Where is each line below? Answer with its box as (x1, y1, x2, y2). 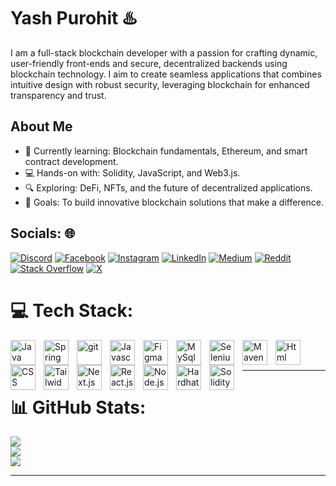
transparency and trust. (10, 89, 107, 101)
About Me (10, 118, 73, 135)
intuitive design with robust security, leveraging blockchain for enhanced (10, 78, 310, 90)
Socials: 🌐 (10, 225, 76, 242)
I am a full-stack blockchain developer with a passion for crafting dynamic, (10, 46, 318, 59)
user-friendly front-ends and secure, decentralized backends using (10, 57, 288, 69)
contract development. (24, 155, 119, 167)
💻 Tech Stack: (10, 299, 134, 322)
